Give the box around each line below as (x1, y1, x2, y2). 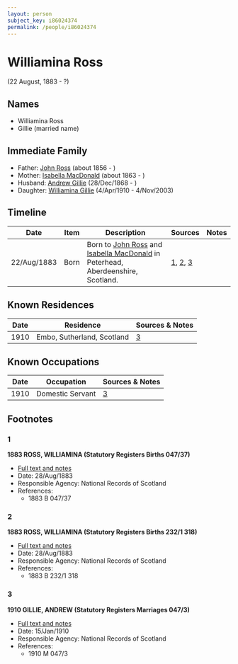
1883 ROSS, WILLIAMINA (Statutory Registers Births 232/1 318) (7, 528, 198, 537)
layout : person (7, 10, 52, 18)
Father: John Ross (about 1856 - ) (17, 164, 116, 172)
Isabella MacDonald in (86, 248, 161, 258)
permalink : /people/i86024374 (7, 23, 97, 30)
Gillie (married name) (17, 125, 79, 133)
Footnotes (7, 413, 53, 425)
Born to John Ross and (86, 239, 163, 249)
